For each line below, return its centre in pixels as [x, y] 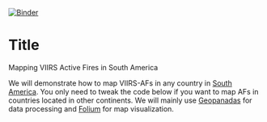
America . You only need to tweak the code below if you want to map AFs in [133, 91]
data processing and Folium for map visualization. [91, 108]
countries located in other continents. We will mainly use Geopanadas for [130, 100]
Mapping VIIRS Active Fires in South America [83, 67]
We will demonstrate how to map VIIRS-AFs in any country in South [120, 83]
